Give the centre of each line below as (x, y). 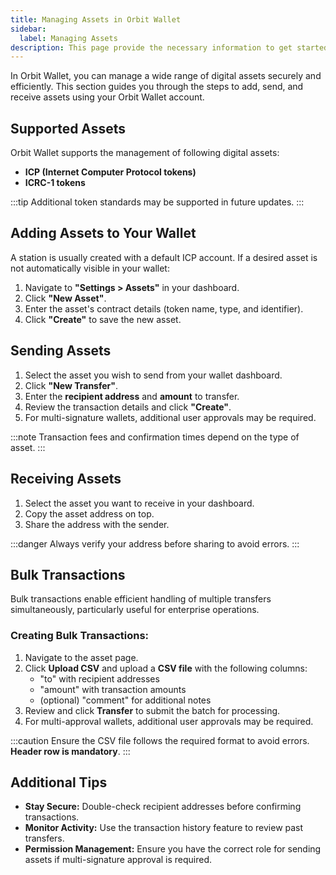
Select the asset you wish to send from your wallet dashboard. (153, 375)
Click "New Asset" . (65, 298)
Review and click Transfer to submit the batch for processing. (152, 710)
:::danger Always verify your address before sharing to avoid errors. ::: (155, 543)
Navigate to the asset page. (81, 657)
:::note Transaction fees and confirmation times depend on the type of (155, 437)
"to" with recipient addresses (99, 678)
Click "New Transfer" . (71, 385)
